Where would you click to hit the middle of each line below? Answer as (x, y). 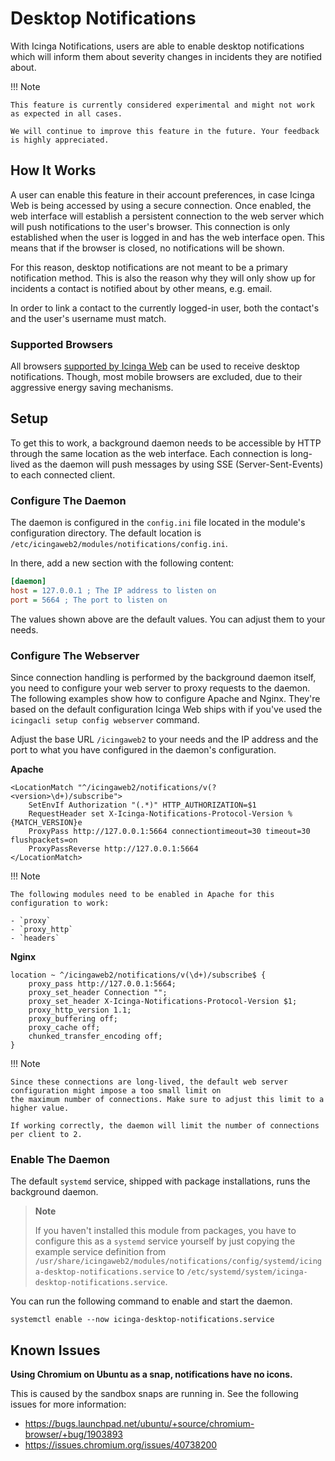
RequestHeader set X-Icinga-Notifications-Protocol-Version (156, 814)
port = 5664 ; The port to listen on (89, 600)
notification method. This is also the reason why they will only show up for (163, 278)
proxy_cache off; (64, 1028)
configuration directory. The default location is (106, 533)
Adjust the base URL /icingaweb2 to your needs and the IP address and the (164, 739)
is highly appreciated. (60, 140)
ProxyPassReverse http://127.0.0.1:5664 (113, 849)
